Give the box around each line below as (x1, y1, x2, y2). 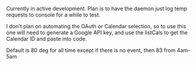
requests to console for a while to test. (6, 11, 101, 18)
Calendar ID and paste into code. (6, 35, 88, 42)
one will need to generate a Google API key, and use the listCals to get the (6, 29, 188, 36)
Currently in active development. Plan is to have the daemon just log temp (6, 5, 188, 12)
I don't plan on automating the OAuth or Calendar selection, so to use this (6, 23, 186, 30)
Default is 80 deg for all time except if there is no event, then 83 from (6, 47, 176, 54)
